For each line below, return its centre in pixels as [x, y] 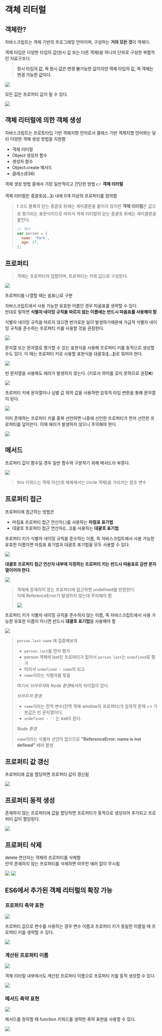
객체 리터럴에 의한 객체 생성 [43, 120]
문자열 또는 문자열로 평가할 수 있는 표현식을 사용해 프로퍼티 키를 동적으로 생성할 [80, 348]
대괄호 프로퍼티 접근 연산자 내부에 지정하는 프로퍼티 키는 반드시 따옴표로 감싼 [76, 564]
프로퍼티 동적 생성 [30, 800]
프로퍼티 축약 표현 [25, 906]
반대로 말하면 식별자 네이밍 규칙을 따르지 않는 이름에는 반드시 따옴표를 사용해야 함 [81, 312]
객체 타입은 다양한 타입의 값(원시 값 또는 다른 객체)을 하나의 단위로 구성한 [74, 52]
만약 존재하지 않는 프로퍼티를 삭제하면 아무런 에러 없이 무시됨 [62, 864]
